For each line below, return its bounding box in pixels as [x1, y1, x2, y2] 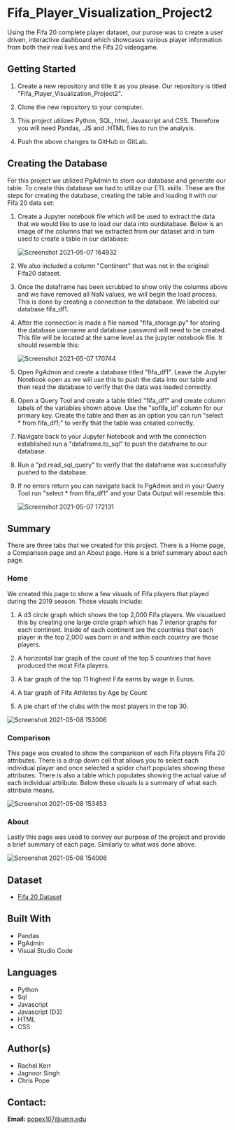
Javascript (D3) [17, 1008, 63, 1016]
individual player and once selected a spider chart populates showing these [7, 763, 225, 772]
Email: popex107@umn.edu [7, 1115, 87, 1124]
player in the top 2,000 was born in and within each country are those [17, 633, 219, 641]
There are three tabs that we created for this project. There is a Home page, [7, 541, 226, 550]
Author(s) [7, 1043, 51, 1054]
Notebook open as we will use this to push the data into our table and [17, 375, 218, 383]
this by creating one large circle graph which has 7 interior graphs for [17, 618, 218, 626]
